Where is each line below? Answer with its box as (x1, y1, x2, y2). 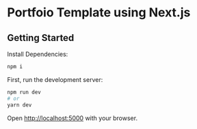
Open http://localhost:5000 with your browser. (7, 114, 138, 122)
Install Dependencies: (7, 50, 68, 58)
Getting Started (7, 32, 75, 44)
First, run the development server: (7, 75, 103, 83)
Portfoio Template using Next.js (7, 5, 191, 20)
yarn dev (7, 101, 32, 109)
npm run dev (7, 89, 41, 96)
